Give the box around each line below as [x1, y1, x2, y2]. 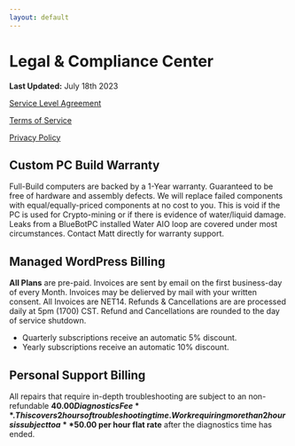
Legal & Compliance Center [9, 51, 214, 71]
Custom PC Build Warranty [9, 157, 160, 173]
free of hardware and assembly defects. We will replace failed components [9, 191, 283, 201]
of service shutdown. [9, 316, 87, 326]
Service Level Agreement [9, 98, 102, 108]
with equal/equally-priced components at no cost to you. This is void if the [9, 200, 281, 211]
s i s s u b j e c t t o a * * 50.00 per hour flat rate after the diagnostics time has [9, 419, 273, 430]
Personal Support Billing [9, 367, 146, 382]
